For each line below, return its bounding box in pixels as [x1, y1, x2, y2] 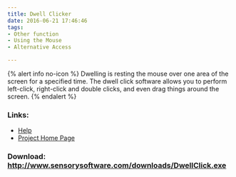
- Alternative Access [7, 44, 72, 51]
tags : [7, 24, 24, 31]
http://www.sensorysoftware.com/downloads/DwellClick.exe [7, 161, 227, 171]
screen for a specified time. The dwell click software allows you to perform [7, 77, 227, 86]
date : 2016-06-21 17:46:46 [7, 17, 88, 24]
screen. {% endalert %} [7, 92, 77, 101]
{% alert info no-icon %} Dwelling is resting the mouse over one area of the [7, 69, 229, 78]
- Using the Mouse [7, 37, 62, 44]
